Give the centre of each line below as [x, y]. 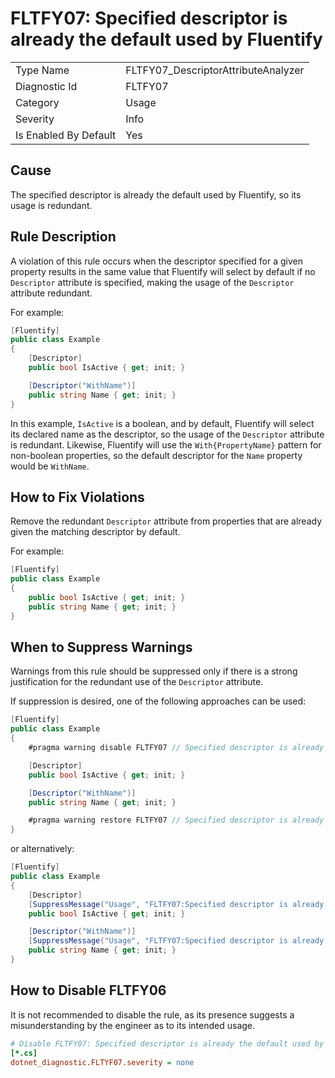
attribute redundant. [51, 293]
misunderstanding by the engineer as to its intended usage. [133, 1025]
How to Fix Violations [77, 497]
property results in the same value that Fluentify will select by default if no [163, 271]
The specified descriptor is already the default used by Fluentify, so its [156, 194]
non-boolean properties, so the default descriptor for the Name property [156, 455]
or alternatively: [42, 849]
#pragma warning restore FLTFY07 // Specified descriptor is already [176, 820]
